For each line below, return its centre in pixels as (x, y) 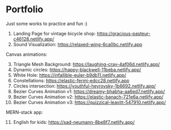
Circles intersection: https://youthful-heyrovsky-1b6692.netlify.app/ (84, 86)
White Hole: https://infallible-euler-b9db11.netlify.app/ (70, 75)
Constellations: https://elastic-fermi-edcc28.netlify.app (71, 80)
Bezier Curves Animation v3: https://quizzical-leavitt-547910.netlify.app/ (89, 102)
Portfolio (25, 9)
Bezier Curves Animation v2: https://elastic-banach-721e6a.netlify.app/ (88, 97)
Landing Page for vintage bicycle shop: (55, 33)
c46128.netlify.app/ (34, 39)
